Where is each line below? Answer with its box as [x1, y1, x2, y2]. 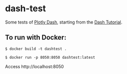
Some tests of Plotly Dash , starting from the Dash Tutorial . [5, 19, 123, 25]
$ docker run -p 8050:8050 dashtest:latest [5, 55, 96, 60]
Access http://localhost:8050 [5, 63, 64, 69]
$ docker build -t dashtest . [5, 46, 67, 51]
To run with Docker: [5, 33, 67, 42]
